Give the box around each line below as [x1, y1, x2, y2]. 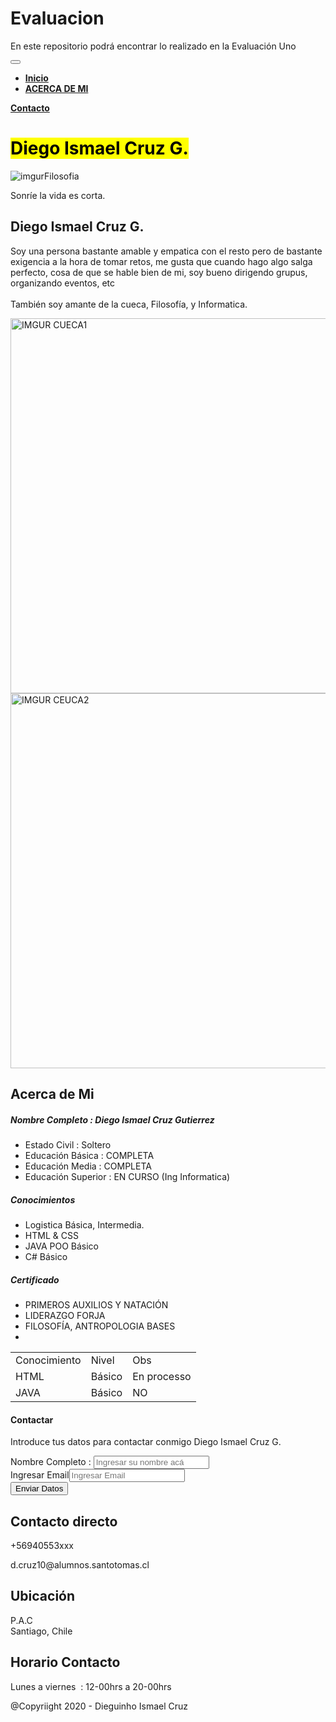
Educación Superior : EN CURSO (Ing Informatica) [24, 1171, 231, 1183]
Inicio [24, 72, 49, 84]
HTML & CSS [24, 1230, 79, 1242]
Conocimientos [10, 1193, 76, 1206]
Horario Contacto [10, 1654, 121, 1671]
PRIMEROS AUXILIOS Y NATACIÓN [24, 1298, 169, 1311]
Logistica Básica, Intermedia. [24, 1219, 145, 1231]
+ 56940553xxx [10, 1540, 74, 1551]
